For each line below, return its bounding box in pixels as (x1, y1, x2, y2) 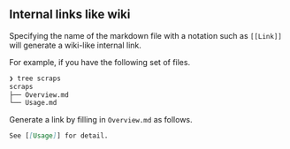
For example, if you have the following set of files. (9, 56, 191, 67)
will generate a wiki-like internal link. (9, 40, 141, 50)
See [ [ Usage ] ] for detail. (9, 131, 109, 140)
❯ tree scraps (9, 74, 62, 83)
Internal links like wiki (9, 7, 131, 22)
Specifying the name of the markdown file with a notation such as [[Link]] (9, 30, 283, 41)
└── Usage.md (9, 99, 57, 108)
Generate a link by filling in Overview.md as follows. (9, 115, 193, 125)
